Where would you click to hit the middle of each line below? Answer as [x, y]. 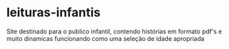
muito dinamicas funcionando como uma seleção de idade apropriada [106, 38]
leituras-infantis [54, 13]
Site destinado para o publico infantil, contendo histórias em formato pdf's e [114, 31]
